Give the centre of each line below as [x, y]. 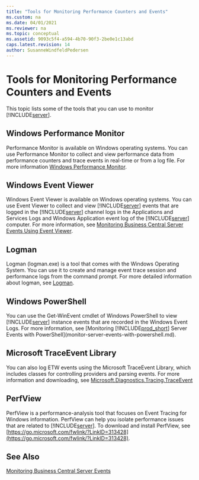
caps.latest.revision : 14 [38, 45]
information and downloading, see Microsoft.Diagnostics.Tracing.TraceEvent [99, 380]
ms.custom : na [24, 17]
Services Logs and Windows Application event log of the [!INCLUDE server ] [98, 218]
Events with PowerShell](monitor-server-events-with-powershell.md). [91, 334]
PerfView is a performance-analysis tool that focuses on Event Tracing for [97, 413]
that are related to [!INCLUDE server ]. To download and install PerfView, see [98, 425]
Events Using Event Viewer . [39, 231]
